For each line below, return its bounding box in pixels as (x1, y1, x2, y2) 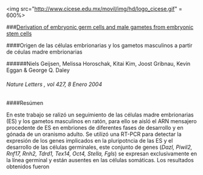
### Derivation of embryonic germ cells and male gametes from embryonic (6, 24, 194, 30)
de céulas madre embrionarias (6, 48, 83, 55)
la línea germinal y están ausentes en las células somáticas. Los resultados (6, 157, 194, 164)
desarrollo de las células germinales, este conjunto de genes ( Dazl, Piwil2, (6, 143, 193, 151)
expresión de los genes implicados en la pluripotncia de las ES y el (6, 137, 173, 145)
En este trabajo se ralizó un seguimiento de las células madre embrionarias (6, 111, 194, 118)
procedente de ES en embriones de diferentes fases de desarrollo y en (6, 124, 184, 132)
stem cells (6, 30, 32, 37)
